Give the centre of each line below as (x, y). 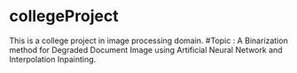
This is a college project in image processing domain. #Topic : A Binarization (148, 40)
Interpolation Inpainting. (53, 59)
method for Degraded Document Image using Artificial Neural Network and (146, 49)
